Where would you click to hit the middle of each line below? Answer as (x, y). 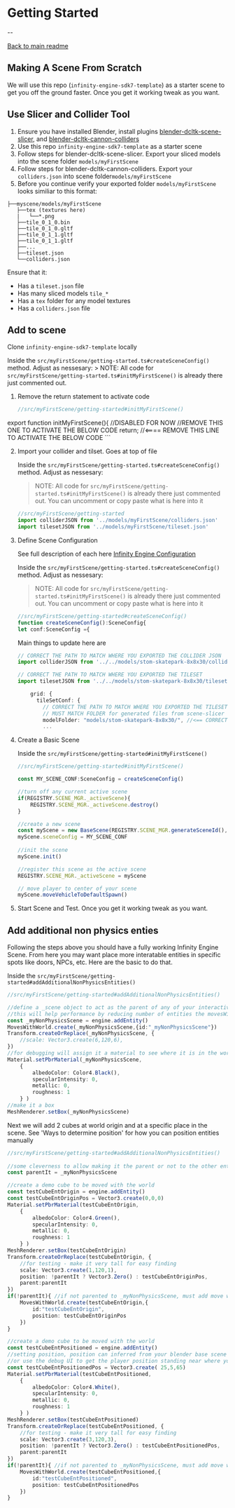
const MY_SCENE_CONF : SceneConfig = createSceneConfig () (100, 779)
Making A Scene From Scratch (74, 68)
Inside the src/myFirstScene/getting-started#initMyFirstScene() (112, 754)
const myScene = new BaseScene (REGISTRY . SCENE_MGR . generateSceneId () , (122, 830)
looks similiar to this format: (57, 191)
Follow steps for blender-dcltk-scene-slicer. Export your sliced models (119, 154)
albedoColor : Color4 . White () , (76, 1387)
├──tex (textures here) (51, 210)
